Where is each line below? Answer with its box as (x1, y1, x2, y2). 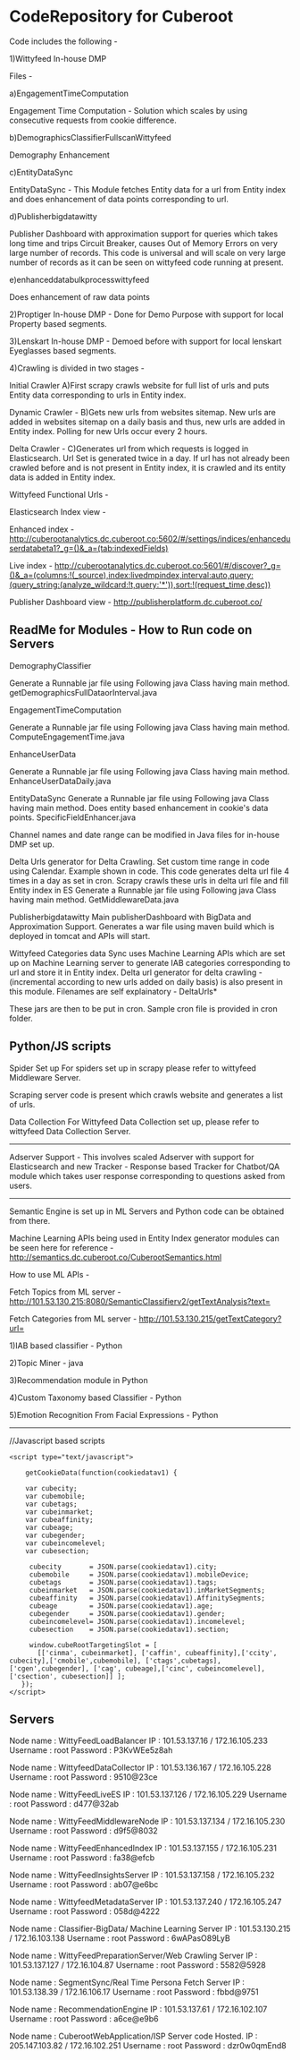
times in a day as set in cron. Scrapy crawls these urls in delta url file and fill (9, 875, 288, 885)
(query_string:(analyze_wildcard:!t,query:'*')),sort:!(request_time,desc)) (9, 579, 271, 590)
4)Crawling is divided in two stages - (9, 363, 146, 373)
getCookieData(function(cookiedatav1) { (25, 1468, 178, 1477)
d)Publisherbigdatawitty (9, 210, 98, 221)
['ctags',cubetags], (145, 1656, 221, 1665)
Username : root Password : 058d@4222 (9, 1906, 161, 1917)
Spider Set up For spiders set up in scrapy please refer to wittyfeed (9, 1063, 257, 1073)
